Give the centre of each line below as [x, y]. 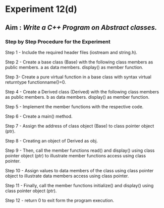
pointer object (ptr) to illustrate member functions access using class [76, 155]
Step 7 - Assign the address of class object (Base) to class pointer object [80, 126]
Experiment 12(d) [41, 9]
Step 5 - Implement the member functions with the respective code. [74, 106]
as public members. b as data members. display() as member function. [77, 97]
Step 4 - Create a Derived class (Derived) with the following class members [82, 92]
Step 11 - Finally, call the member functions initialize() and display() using [79, 185]
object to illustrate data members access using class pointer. [67, 176]
